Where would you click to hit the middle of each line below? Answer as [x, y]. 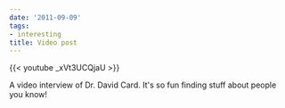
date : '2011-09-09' [45, 17]
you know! [28, 95]
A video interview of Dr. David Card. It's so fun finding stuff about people [143, 85]
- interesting [36, 34]
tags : [19, 26]
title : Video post [43, 42]
